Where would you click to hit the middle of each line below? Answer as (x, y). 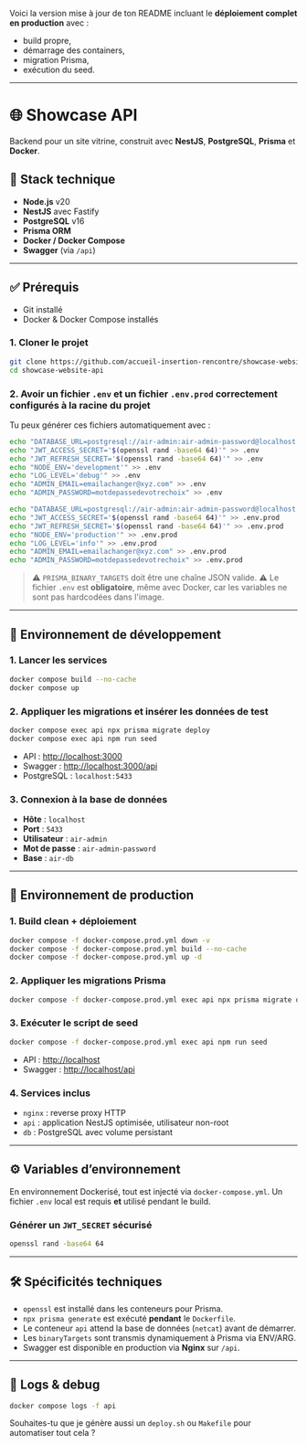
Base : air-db (48, 857)
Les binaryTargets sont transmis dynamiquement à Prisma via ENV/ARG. (159, 1337)
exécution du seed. (59, 69)
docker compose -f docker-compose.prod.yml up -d (106, 957)
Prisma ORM (47, 230)
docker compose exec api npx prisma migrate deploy (110, 730)
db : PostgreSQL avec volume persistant (98, 1132)
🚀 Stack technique (63, 180)
